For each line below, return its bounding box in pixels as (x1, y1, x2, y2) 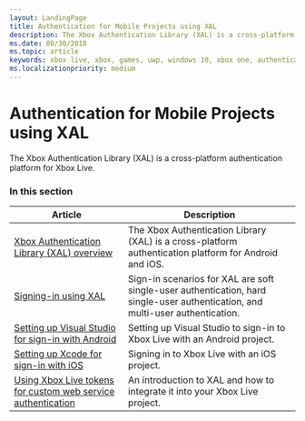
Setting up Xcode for (14, 347, 103, 360)
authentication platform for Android (128, 246, 279, 259)
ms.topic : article (9, 47, 79, 56)
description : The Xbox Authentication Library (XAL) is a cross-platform (9, 30, 295, 39)
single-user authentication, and (128, 296, 263, 308)
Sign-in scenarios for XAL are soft (128, 273, 274, 286)
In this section (9, 185, 74, 197)
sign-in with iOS (14, 359, 84, 372)
